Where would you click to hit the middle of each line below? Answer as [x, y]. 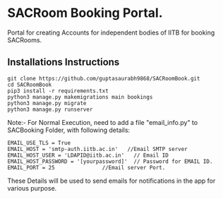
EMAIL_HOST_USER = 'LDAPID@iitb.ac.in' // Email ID [88, 155]
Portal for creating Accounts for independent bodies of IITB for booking [111, 32]
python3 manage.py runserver [50, 109]
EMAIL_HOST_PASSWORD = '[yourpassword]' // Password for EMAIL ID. [110, 161]
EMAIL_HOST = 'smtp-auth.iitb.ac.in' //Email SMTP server [98, 149]
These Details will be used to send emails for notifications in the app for [111, 181]
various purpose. [32, 188]
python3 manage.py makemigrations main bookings [80, 97]
